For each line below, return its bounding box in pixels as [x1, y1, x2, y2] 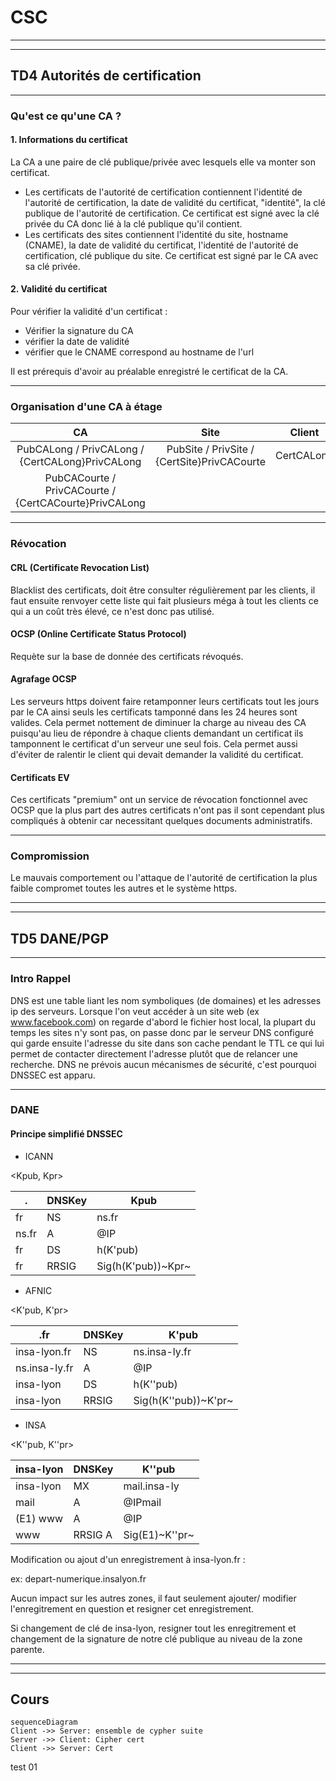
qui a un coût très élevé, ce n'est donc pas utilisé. [10, 605, 215, 617]
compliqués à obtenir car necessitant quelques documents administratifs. [10, 815, 313, 827]
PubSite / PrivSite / [166, 442, 255, 456]
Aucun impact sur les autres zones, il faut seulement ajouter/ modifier [10, 1592, 297, 1604]
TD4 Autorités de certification [10, 67, 202, 85]
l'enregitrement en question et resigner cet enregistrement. [10, 1602, 254, 1615]
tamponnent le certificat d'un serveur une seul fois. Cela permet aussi [10, 737, 298, 750]
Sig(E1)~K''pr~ [123, 1527, 195, 1541]
